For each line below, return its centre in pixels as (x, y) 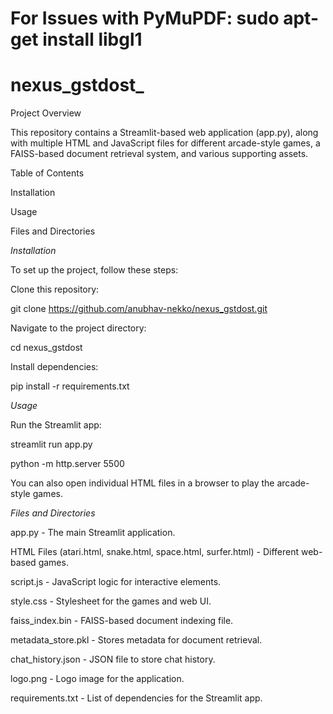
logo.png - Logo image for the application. (97, 679)
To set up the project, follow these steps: (94, 270)
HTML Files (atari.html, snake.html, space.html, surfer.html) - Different (155, 552)
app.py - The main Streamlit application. (93, 533)
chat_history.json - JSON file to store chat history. (113, 659)
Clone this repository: (55, 289)
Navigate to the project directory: (78, 328)
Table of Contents (47, 173)
